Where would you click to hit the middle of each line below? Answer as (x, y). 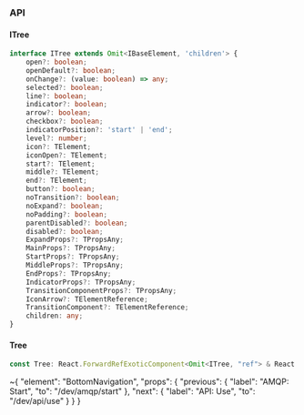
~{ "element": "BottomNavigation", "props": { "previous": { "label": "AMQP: (149, 382)
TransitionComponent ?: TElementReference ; (107, 308)
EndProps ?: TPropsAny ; (69, 273)
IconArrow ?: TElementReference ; (87, 299)
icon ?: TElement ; (59, 147)
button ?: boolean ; (61, 189)
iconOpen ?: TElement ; (66, 155)
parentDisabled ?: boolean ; (77, 223)
